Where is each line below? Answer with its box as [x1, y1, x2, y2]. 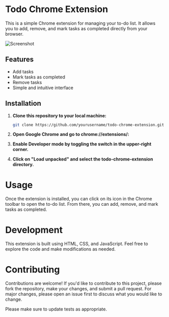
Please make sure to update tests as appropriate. [5, 306, 107, 312]
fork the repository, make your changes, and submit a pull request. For [5, 286, 152, 292]
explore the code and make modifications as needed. [5, 246, 116, 252]
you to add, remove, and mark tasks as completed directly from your [5, 25, 148, 31]
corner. [12, 146, 29, 152]
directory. [12, 162, 34, 168]
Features [5, 55, 34, 64]
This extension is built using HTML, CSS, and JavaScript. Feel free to [5, 241, 148, 247]
